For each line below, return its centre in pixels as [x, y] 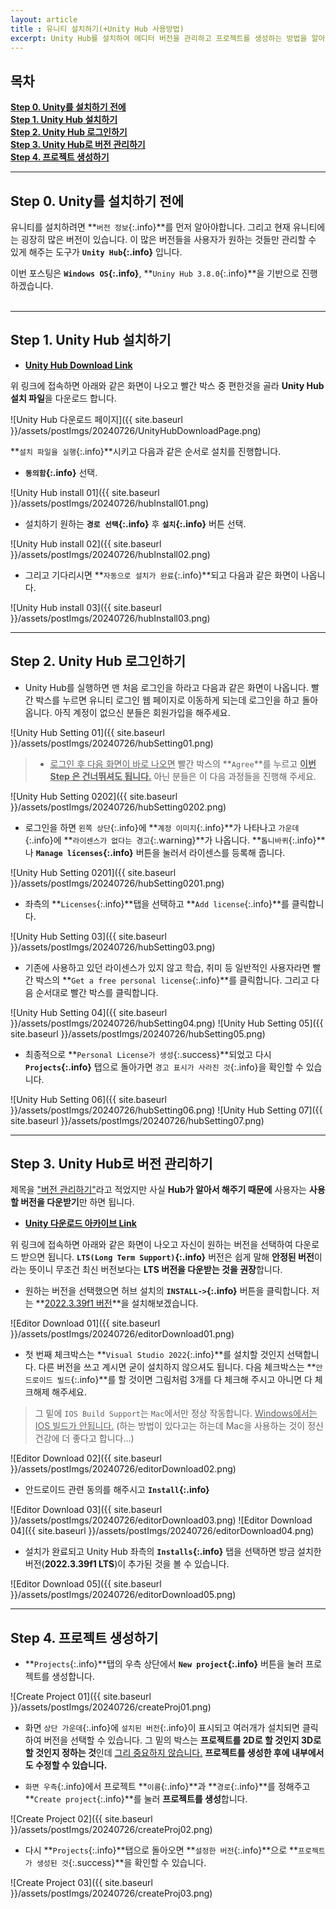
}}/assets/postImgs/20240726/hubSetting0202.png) [118, 807]
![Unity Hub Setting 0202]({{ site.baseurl [94, 796]
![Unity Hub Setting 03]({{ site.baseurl [88, 936]
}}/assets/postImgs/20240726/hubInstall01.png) [110, 503]
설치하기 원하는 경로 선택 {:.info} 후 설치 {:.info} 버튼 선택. [135, 523]
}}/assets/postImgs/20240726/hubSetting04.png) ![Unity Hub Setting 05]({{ [167, 1023]
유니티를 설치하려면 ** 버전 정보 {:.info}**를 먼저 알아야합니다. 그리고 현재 [150, 227]
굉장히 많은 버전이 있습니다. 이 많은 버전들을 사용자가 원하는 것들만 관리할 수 [168, 239]
